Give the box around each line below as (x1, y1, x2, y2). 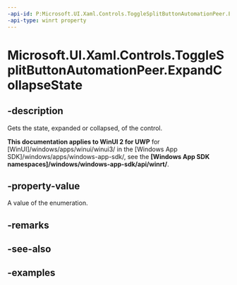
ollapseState (7, 77, 83, 93)
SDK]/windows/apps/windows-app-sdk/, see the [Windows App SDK (7, 152, 210, 160)
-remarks (7, 219, 49, 231)
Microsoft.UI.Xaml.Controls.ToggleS (7, 47, 224, 63)
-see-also (7, 243, 51, 255)
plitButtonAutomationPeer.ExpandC (7, 62, 222, 78)
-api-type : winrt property (7, 17, 87, 24)
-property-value (7, 180, 80, 192)
